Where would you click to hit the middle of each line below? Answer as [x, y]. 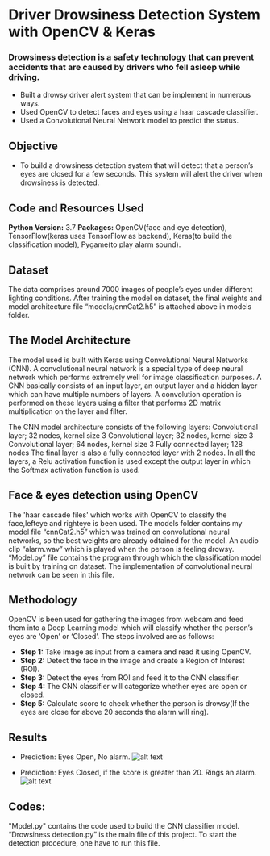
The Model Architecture [69, 340]
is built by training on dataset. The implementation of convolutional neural [131, 566]
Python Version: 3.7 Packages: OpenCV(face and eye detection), [118, 228]
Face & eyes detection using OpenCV [104, 495]
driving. [24, 77]
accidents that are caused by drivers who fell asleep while [125, 68]
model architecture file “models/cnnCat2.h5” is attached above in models [130, 306]
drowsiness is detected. [60, 182]
